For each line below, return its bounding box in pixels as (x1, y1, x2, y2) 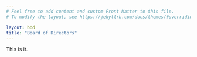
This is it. (6, 46, 28, 53)
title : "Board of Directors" (6, 30, 77, 35)
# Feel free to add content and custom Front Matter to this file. (6, 8, 175, 15)
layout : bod (6, 24, 35, 30)
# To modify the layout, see (6, 14, 77, 20)
